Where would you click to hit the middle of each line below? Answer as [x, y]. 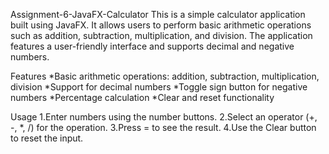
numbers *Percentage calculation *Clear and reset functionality [142, 97]
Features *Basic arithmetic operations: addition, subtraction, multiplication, [165, 76]
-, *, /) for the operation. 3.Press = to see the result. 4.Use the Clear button [163, 127]
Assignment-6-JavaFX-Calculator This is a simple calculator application [158, 14]
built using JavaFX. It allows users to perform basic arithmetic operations [161, 25]
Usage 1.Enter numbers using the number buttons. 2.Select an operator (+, [164, 117]
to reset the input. [47, 138]
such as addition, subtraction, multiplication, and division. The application [161, 35]
